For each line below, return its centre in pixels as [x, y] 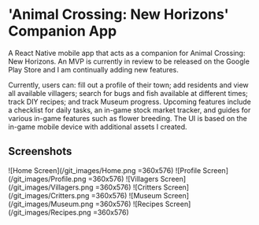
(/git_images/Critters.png [49, 195]
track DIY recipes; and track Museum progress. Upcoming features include [130, 101]
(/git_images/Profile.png [47, 179]
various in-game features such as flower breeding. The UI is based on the [128, 118]
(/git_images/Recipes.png [50, 212]
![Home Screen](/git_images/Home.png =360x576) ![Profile [105, 170]
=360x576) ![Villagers [123, 179]
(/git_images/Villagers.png [51, 187]
